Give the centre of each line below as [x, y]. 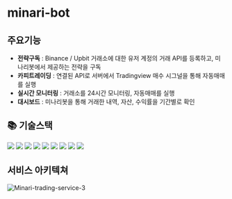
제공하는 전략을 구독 [74, 67]
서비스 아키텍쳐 [38, 171]
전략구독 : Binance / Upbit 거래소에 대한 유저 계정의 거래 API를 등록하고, [115, 58]
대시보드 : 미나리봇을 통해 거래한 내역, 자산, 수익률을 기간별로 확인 [106, 102]
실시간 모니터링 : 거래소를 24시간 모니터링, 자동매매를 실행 [96, 93]
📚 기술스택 [30, 126]
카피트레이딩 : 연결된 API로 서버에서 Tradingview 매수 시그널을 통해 [109, 75]
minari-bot [39, 13]
